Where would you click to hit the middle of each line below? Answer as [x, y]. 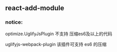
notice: [14, 22]
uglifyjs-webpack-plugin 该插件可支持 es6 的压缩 [56, 44]
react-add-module [35, 8]
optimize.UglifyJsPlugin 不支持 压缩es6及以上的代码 [59, 34]
